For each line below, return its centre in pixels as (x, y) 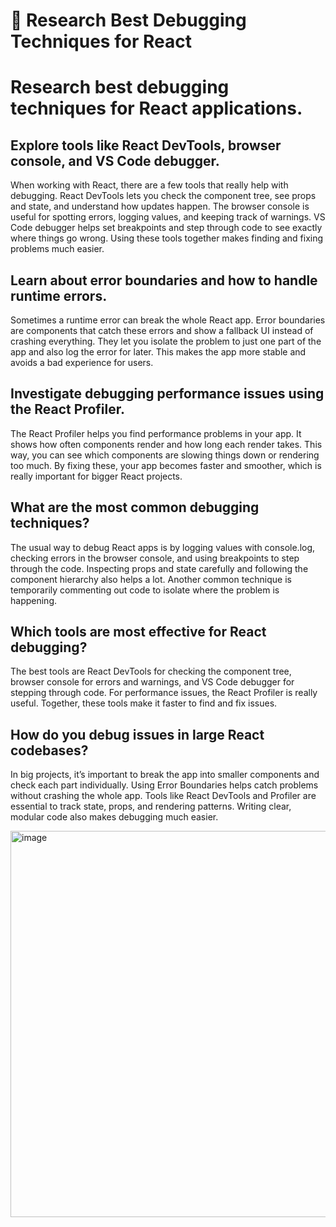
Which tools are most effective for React (138, 632)
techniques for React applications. (156, 108)
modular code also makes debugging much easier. (114, 817)
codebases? (49, 750)
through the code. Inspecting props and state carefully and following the (159, 568)
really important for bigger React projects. (96, 476)
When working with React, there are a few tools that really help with (149, 185)
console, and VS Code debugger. (115, 160)
